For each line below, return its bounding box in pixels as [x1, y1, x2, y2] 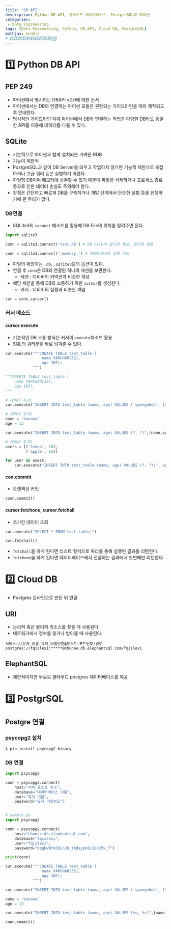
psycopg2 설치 [5, 734, 42, 742]
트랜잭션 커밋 [12, 486, 39, 492]
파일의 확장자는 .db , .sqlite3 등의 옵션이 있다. [12, 261, 104, 267]
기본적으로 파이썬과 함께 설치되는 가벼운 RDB [12, 151, 102, 157]
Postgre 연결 [5, 718, 45, 726]
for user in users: [5, 458, 47, 463]
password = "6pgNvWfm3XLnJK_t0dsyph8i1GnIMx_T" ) [14, 845, 115, 851]
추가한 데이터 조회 [12, 519, 48, 525]
